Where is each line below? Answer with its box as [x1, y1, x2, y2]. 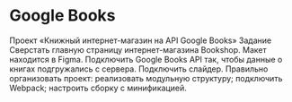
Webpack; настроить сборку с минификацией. [9, 82, 187, 93]
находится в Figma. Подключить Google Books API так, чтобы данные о [9, 54, 283, 64]
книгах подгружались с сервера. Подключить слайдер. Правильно [9, 64, 269, 74]
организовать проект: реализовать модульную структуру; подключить [9, 72, 283, 83]
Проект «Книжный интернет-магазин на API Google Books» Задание [9, 35, 272, 46]
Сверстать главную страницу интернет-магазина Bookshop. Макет [9, 44, 267, 55]
